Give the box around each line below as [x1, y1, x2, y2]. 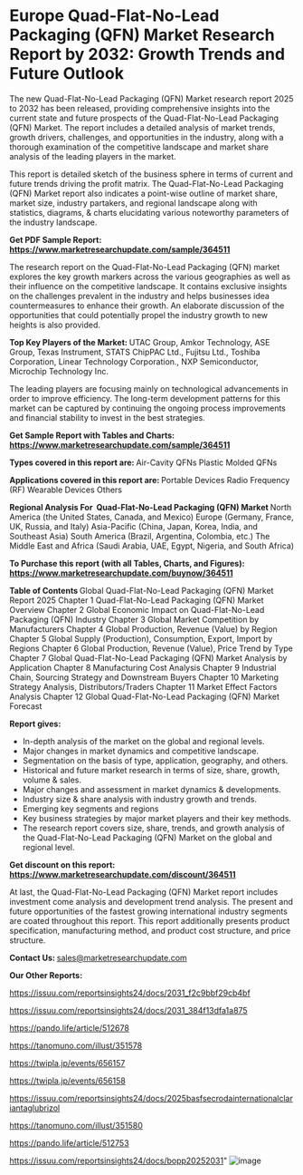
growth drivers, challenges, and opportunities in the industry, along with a [9, 131, 284, 142]
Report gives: [9, 718, 62, 729]
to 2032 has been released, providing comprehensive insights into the [9, 102, 270, 113]
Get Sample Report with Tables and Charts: [9, 430, 175, 441]
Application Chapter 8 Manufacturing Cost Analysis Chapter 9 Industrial [9, 662, 277, 673]
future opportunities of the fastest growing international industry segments [9, 906, 288, 917]
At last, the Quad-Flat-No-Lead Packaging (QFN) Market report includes [9, 886, 279, 898]
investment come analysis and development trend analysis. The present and [9, 896, 294, 907]
